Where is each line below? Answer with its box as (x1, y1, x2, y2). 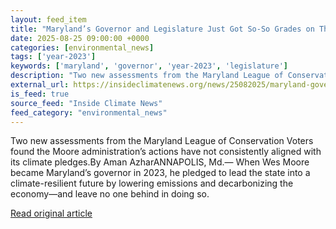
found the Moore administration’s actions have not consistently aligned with (10, 146, 322, 158)
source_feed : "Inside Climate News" (10, 98, 163, 108)
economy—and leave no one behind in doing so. (10, 188, 210, 200)
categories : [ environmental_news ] (10, 42, 155, 53)
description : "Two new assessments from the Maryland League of (10, 71, 284, 81)
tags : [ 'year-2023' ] (10, 52, 97, 62)
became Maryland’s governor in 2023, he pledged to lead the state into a (10, 167, 311, 179)
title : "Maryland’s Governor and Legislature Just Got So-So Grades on (10, 24, 315, 34)
